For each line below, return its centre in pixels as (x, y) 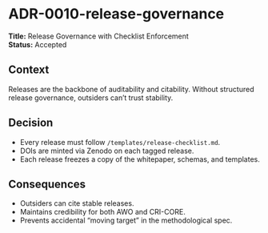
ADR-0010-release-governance (116, 14)
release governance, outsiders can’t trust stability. (91, 98)
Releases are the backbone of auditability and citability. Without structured (131, 89)
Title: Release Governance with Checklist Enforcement (99, 36)
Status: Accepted (38, 44)
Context (29, 70)
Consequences (47, 184)
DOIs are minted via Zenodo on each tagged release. (107, 151)
